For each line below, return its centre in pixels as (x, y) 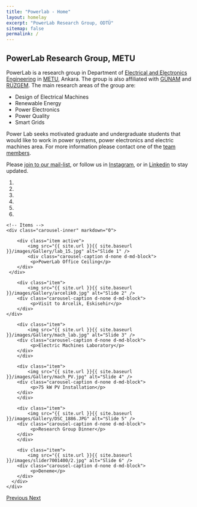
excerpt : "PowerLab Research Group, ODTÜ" (60, 23)
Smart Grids (30, 122)
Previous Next (24, 497)
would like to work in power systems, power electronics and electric (90, 140)
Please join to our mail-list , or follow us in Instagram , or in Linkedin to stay (97, 164)
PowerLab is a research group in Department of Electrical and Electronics (97, 72)
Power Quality (32, 116)
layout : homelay (26, 17)
